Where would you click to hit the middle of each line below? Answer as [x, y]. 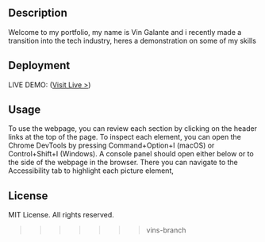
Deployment [39, 65]
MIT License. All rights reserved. [61, 215]
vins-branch [166, 230]
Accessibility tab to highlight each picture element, [91, 171]
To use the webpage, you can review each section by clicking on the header [133, 129]
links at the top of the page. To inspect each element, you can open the [125, 137]
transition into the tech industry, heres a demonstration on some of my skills [132, 40]
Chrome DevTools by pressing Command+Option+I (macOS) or [111, 145]
